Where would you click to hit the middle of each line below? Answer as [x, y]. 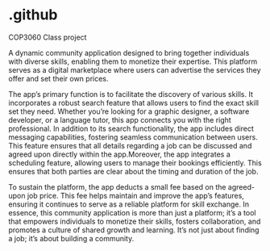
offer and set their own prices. [58, 78]
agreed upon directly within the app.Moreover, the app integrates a [120, 154]
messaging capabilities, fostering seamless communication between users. [133, 137]
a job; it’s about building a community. [71, 238]
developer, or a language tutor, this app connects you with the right [120, 119]
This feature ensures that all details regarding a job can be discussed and [130, 145]
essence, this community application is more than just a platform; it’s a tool [132, 212]
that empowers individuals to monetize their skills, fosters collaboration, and [135, 221]
